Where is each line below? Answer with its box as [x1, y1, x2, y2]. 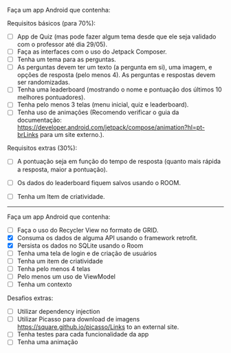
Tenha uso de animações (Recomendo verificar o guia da [16, 108, 179, 116]
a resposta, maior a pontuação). [16, 165, 108, 173]
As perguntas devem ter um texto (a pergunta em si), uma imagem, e [16, 63, 212, 72]
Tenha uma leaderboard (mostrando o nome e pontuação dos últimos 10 [16, 85, 222, 94]
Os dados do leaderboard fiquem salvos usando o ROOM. [16, 178, 181, 186]
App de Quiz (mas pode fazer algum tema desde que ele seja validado [16, 32, 217, 41]
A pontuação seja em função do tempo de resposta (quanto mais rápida [16, 158, 221, 166]
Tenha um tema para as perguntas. [16, 55, 117, 64]
